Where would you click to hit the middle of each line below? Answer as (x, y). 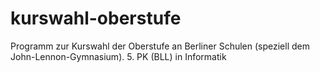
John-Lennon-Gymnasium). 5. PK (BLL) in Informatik (118, 56)
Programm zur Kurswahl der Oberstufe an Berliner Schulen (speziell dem (160, 46)
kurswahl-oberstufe (96, 18)
